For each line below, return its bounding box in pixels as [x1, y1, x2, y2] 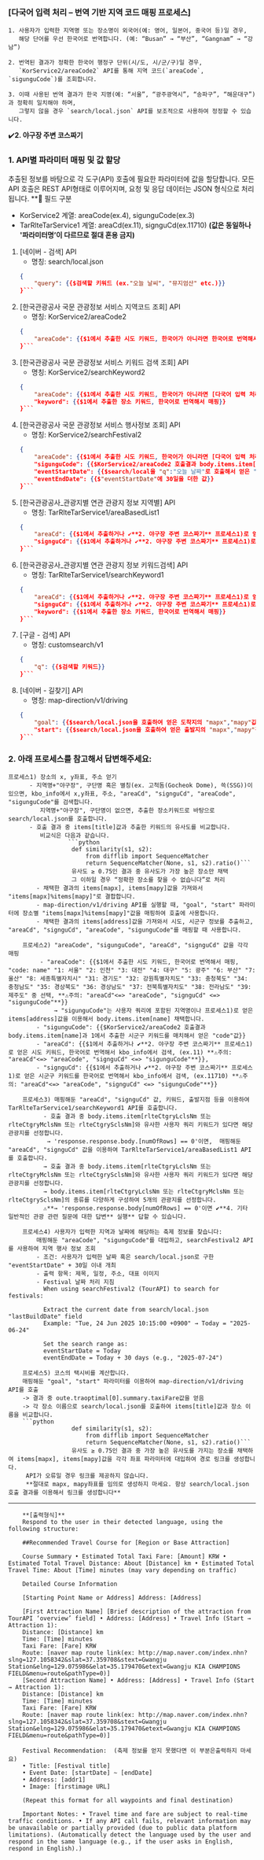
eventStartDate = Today [42, 1347, 122, 1355]
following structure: [8, 1525, 79, 1533]
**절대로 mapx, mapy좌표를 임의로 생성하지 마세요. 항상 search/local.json [25, 1480, 250, 1488]
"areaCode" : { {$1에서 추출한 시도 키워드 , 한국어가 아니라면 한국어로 [34, 335, 233, 343]
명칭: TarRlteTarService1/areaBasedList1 [31, 507, 159, 517]
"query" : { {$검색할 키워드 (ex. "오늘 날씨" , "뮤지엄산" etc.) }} [34, 279, 225, 288]
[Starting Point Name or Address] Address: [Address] [22, 1593, 202, 1602]
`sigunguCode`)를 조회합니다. [8, 76, 97, 83]
